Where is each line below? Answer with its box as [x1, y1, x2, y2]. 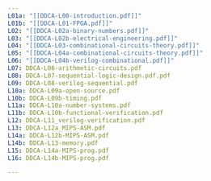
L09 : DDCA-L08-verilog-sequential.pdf [7, 79, 138, 87]
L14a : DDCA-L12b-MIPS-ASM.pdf [7, 131, 110, 139]
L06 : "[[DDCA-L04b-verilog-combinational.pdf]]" [7, 57, 175, 65]
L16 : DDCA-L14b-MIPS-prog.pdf [7, 154, 110, 162]
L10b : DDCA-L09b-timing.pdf [7, 94, 103, 102]
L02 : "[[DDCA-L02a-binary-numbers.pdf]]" [7, 27, 150, 35]
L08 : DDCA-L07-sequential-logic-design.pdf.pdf [7, 72, 171, 80]
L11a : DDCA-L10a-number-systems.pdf [7, 101, 131, 109]
